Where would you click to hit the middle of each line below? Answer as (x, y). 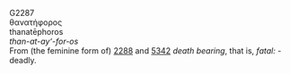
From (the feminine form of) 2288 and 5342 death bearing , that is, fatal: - (145, 51)
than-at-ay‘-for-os (44, 41)
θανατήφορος (36, 22)
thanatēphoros (36, 32)
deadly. (23, 60)
